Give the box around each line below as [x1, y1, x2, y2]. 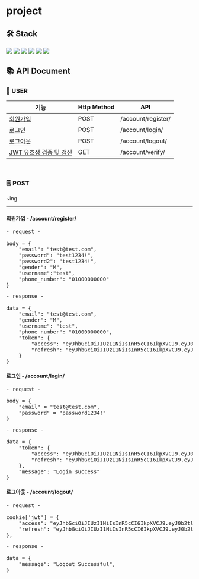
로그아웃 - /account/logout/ [6, 488, 73, 495]
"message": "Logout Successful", [18, 561, 116, 567]
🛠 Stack [6, 29, 37, 39]
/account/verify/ [120, 147, 165, 156]
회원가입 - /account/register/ [6, 215, 77, 222]
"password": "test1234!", [18, 252, 94, 259]
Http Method [78, 103, 115, 111]
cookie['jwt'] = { [6, 514, 60, 521]
